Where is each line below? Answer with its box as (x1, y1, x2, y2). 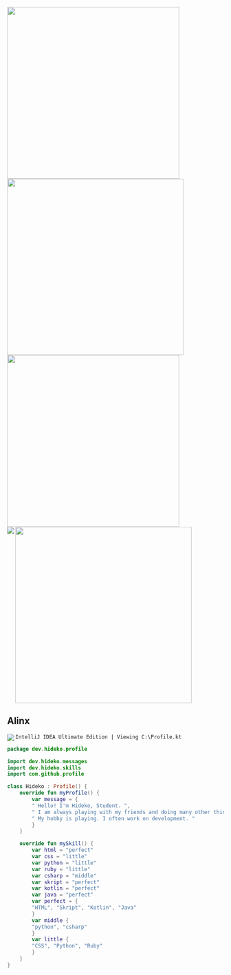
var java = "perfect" (32, 891, 94, 899)
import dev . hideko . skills (7, 764, 81, 771)
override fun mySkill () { (19, 840, 94, 847)
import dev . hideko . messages (7, 758, 88, 765)
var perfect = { (32, 898, 78, 905)
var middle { (32, 917, 69, 924)
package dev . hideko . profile (7, 745, 88, 752)
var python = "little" (32, 859, 97, 866)
